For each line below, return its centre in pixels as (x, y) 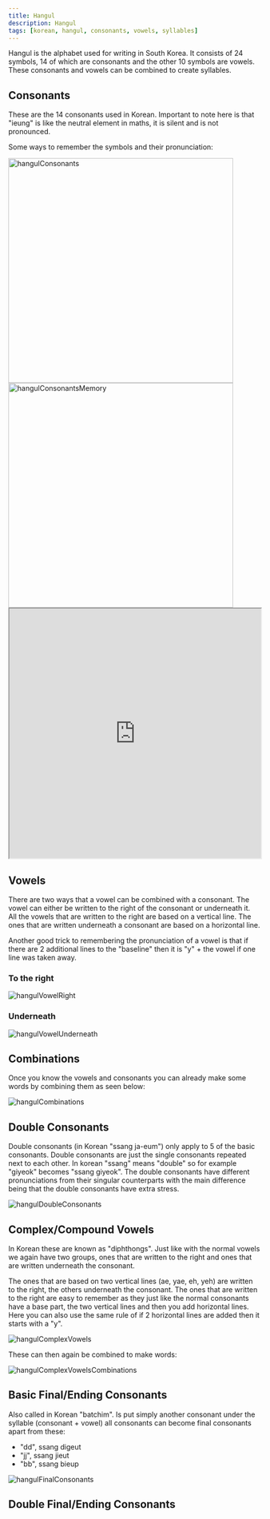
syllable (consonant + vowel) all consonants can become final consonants (130, 1422)
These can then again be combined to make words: (93, 1354)
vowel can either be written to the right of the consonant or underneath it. (129, 908)
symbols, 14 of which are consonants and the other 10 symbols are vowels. (132, 62)
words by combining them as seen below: (77, 1087)
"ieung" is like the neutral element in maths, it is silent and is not (113, 123)
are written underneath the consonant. (72, 1266)
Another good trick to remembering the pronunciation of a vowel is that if (129, 940)
